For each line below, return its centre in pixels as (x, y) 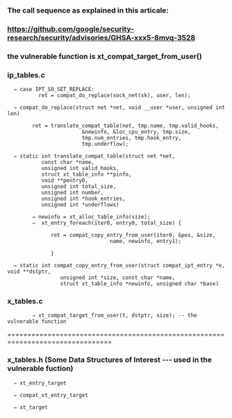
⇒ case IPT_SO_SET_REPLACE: (54, 90)
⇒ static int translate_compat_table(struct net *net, (94, 156)
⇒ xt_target (31, 407)
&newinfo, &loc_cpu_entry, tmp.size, (136, 132)
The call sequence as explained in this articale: (88, 10)
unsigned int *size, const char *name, (118, 278)
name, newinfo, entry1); (146, 242)
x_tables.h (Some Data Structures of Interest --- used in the (110, 360)
